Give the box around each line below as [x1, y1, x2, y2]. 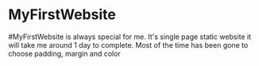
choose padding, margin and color [8, 49, 121, 58]
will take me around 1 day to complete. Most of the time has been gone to [8, 40, 249, 49]
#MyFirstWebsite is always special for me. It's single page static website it [8, 32, 252, 41]
